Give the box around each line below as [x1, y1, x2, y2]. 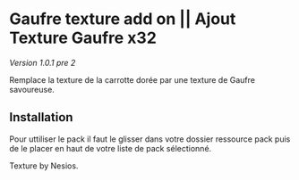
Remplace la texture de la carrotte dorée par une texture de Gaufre [9, 74, 255, 85]
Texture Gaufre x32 [9, 28, 157, 48]
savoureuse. [9, 84, 56, 94]
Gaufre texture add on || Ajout [9, 9, 236, 29]
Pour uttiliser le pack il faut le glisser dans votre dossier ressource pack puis [9, 134, 291, 144]
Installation [9, 110, 73, 125]
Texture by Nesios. [9, 160, 79, 171]
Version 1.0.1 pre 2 [9, 57, 76, 68]
